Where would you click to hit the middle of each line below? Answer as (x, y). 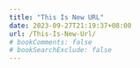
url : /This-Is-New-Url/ (53, 34)
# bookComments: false (51, 42)
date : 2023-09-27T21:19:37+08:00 (70, 26)
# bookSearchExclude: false (61, 50)
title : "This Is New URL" (56, 17)
